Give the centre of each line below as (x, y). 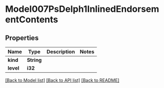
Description (61, 52)
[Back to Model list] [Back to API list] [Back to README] (62, 80)
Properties (22, 38)
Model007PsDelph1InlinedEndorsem (82, 9)
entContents (32, 20)
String (34, 60)
